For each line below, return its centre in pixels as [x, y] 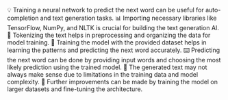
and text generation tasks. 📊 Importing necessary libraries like [128, 18]
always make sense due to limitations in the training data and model [103, 74]
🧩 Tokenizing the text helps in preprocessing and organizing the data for [109, 35]
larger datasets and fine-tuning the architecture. [75, 89]
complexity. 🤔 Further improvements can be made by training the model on [112, 82]
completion [23, 18]
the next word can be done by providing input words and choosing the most [114, 60]
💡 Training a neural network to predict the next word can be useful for [105, 10]
